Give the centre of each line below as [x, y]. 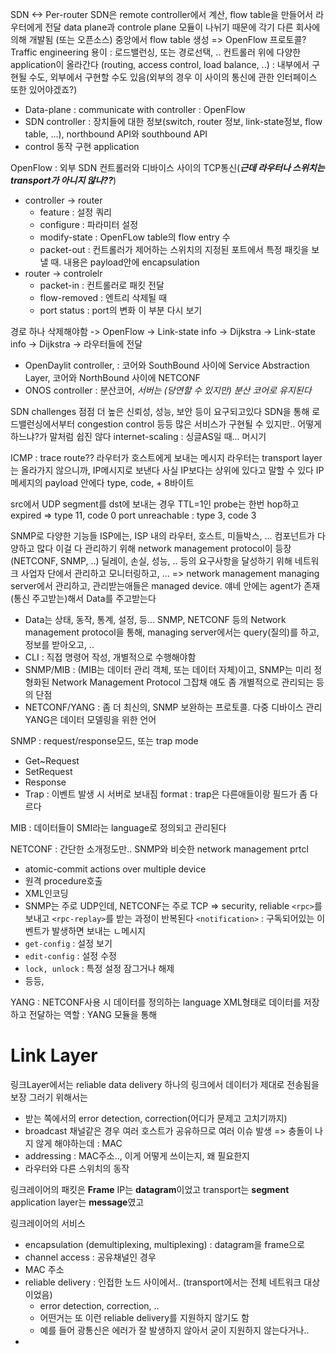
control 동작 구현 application [82, 146]
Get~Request [52, 761]
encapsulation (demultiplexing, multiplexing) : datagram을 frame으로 [164, 1244]
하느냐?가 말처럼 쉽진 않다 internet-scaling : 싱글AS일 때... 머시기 [138, 436]
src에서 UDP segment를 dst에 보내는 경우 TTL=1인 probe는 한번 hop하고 [155, 504]
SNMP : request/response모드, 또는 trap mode [104, 741]
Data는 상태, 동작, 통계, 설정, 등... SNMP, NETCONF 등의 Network [155, 619]
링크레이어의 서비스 [48, 1223]
